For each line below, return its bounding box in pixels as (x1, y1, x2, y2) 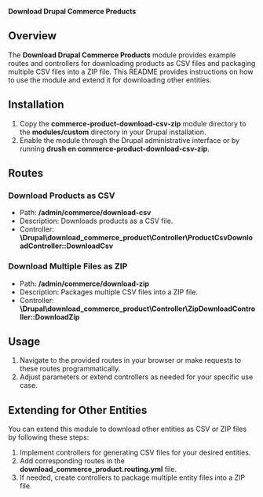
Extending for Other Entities (8, 404, 148, 417)
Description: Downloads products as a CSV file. (19, 216, 174, 226)
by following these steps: (8, 433, 89, 442)
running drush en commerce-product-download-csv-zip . (19, 144, 210, 153)
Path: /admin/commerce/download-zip (19, 279, 150, 288)
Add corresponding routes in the (19, 456, 126, 466)
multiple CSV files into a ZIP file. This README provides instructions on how (8, 67, 254, 76)
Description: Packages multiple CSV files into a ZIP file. (19, 287, 199, 297)
